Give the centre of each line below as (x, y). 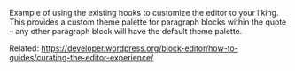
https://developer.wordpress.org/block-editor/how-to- (140, 48)
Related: (24, 48)
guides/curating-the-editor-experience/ (82, 57)
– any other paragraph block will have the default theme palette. (126, 31)
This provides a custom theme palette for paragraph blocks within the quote (148, 22)
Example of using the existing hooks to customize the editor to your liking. (144, 13)
